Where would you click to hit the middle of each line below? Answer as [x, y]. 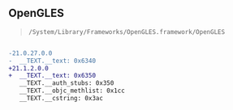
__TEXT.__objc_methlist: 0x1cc [72, 91]
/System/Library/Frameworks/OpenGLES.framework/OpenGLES [127, 32]
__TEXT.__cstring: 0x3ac [61, 99]
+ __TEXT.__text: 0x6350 [52, 76]
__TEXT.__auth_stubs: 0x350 [67, 83]
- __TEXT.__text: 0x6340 [52, 61]
